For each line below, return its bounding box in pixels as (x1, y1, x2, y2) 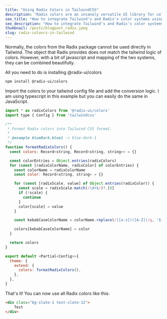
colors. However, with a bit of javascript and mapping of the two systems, (5, 55, 156, 60)
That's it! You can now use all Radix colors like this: (5, 290, 110, 296)
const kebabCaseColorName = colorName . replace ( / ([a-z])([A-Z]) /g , (14, 218, 155, 223)
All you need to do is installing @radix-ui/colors (5, 69, 102, 75)
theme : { (9, 258, 28, 263)
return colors (9, 240, 39, 245)
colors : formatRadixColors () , (18, 267, 81, 273)
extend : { (14, 263, 35, 268)
